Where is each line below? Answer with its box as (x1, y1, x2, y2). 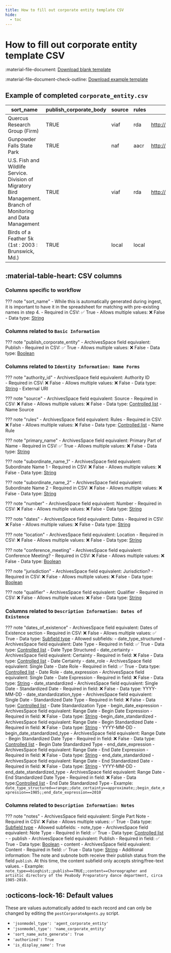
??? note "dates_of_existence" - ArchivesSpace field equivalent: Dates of (5, 624, 158, 630)
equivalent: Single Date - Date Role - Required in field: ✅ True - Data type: (5, 663, 160, 669)
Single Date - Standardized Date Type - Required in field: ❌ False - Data (5, 696, 156, 703)
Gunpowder (8, 136, 36, 143)
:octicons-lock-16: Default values (5, 891, 113, 900)
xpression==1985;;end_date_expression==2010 (5, 790, 101, 795)
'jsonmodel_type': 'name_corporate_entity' (12, 926, 107, 932)
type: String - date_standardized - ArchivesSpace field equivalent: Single (5, 680, 158, 686)
